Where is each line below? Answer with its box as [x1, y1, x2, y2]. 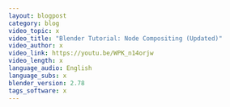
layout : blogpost [8, 11, 67, 20]
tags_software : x [8, 86, 67, 95]
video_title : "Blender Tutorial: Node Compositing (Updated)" [8, 34, 223, 43]
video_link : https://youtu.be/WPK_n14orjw [8, 49, 154, 57]
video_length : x [8, 57, 63, 65]
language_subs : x [8, 72, 67, 80]
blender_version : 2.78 [8, 79, 85, 87]
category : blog [8, 19, 60, 27]
